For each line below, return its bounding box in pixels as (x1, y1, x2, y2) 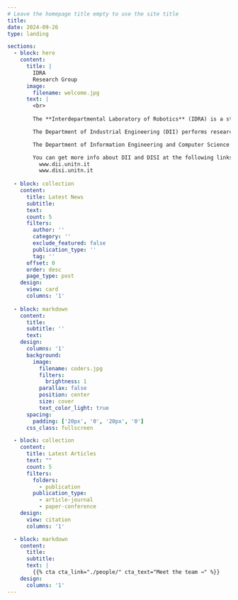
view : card (25, 286, 59, 293)
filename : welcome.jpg (33, 89, 100, 96)
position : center (38, 391, 91, 399)
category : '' (33, 233, 72, 240)
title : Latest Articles (25, 450, 97, 457)
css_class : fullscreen (25, 424, 93, 431)
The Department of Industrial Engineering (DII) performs (33, 128, 208, 135)
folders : (33, 477, 59, 484)
